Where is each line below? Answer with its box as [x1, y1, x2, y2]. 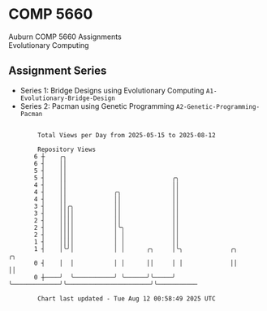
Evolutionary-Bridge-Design [19, 94, 115, 102]
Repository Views [37, 145, 96, 153]
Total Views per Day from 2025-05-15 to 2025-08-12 [37, 131, 217, 139]
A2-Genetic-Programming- [175, 102, 261, 110]
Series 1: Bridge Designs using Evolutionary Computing [19, 85, 205, 95]
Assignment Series [8, 64, 107, 78]
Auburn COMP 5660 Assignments [8, 32, 122, 41]
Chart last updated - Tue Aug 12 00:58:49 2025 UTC [37, 294, 217, 303]
